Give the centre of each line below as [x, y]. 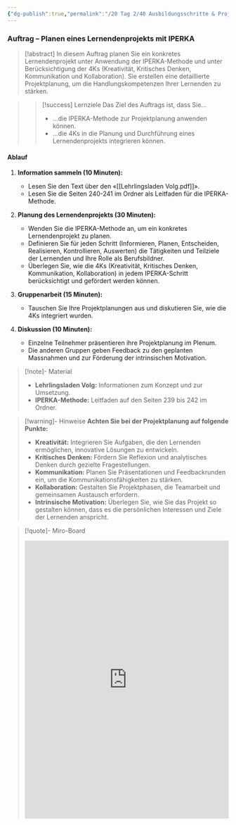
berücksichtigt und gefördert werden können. [94, 281]
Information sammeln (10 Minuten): [70, 172]
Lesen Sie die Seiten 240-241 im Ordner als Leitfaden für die [115, 194]
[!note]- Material [48, 372]
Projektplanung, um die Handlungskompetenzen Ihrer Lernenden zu [123, 83]
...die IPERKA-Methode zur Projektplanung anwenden [130, 118]
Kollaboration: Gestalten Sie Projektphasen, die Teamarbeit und [127, 487]
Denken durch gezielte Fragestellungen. [93, 465]
